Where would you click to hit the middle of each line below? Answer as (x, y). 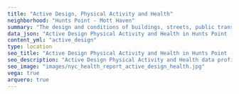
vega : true (23, 73)
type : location (30, 47)
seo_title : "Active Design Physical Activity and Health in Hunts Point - (121, 54)
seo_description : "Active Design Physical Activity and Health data (111, 60)
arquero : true (28, 80)
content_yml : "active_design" (52, 40)
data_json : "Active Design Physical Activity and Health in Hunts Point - (121, 34)
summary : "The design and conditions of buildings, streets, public (111, 27)
